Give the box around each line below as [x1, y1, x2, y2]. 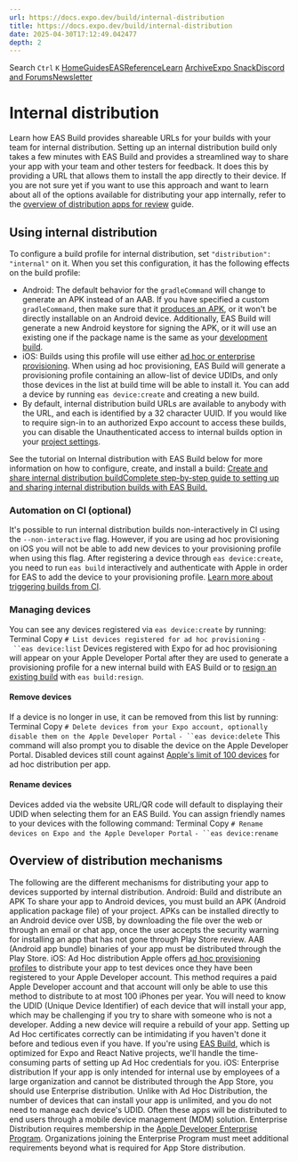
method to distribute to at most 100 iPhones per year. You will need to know [9, 991, 286, 1001]
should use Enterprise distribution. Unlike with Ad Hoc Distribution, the [9, 1085, 269, 1096]
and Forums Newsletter [9, 72, 93, 83]
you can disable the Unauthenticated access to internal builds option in [21, 427, 283, 437]
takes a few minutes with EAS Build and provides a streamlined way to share [9, 152, 289, 162]
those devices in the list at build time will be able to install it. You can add [21, 380, 290, 390]
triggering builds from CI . [9, 581, 101, 592]
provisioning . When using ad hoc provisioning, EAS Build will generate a [21, 360, 286, 371]
